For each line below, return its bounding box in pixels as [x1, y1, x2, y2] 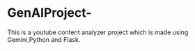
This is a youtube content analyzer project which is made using [7, 28, 189, 36]
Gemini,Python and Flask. [7, 35, 81, 43]
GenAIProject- [7, 5, 92, 21]
